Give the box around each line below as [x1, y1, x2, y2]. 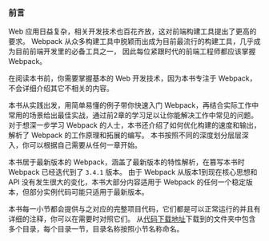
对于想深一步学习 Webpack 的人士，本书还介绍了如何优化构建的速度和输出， [8, 120, 261, 130]
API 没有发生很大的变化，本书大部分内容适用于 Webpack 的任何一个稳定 [8, 177, 247, 187]
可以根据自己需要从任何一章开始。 [29, 140, 142, 150]
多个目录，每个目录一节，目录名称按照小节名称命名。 [8, 224, 184, 234]
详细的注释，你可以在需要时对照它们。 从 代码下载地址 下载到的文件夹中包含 [8, 214, 256, 224]
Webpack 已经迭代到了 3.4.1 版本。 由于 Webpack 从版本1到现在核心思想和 [8, 168, 258, 177]
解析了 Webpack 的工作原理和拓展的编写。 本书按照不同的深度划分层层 [8, 130, 242, 140]
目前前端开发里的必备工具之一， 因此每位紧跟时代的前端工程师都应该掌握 [14, 46, 256, 57]
